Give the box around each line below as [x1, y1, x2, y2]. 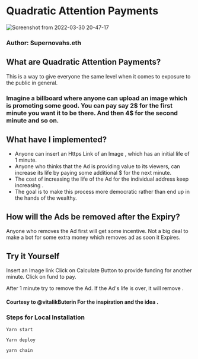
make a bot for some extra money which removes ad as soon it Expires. [6, 234, 181, 241]
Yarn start [6, 326, 33, 332]
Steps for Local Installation [6, 313, 85, 322]
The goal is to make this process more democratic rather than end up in [14, 188, 190, 196]
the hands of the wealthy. [14, 194, 77, 201]
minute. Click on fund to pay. [6, 273, 76, 281]
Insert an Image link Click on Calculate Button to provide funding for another [6, 267, 192, 274]
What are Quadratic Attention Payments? [6, 57, 161, 67]
